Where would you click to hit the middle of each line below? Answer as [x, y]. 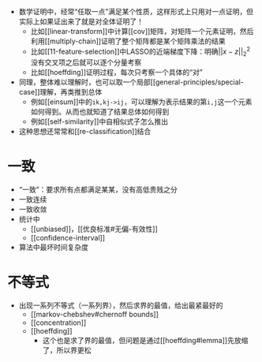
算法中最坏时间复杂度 [53, 248]
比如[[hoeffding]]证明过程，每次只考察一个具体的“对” [116, 73]
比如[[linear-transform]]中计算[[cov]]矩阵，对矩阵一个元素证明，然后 [142, 31]
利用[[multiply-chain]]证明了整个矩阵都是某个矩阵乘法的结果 [128, 41]
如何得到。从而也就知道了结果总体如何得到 [100, 112]
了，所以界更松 [67, 350]
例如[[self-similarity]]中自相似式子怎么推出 [99, 121]
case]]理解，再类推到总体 [60, 92]
